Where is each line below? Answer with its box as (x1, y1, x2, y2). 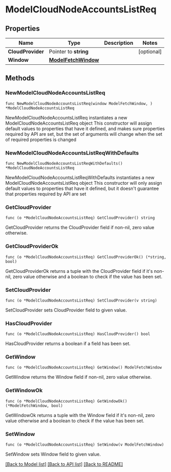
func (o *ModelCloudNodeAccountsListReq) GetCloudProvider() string (5, 215, 155, 221)
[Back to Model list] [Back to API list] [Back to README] (5, 461, 123, 467)
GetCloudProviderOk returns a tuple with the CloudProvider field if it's (5, 268, 153, 274)
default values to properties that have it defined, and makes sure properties (5, 125, 165, 132)
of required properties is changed (5, 136, 77, 143)
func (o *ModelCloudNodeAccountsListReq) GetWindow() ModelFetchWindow (5, 365, 162, 370)
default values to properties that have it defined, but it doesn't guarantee (5, 185, 159, 191)
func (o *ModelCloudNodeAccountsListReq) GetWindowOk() (5, 398, 127, 404)
